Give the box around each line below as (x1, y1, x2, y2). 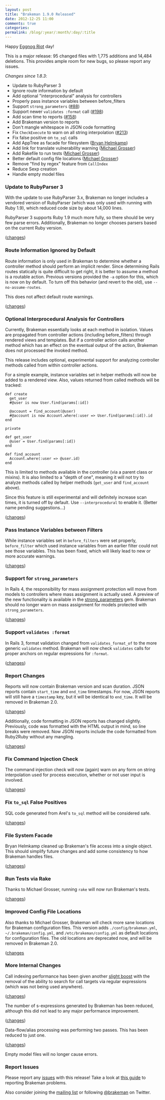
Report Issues (5, 1063, 39, 1070)
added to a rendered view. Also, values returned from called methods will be (5, 377, 160, 383)
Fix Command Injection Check (5, 756, 79, 762)
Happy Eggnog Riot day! (5, 44, 55, 49)
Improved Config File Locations (5, 908, 82, 915)
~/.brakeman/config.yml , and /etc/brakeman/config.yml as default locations (5, 930, 159, 936)
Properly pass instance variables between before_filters (12, 98, 125, 104)
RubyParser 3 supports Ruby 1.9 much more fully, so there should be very (5, 215, 155, 221)
